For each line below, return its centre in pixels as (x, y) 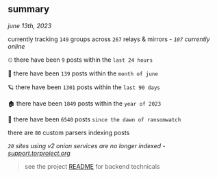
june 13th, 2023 (30, 25)
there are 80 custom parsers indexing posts (69, 132)
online (16, 46)
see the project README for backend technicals (92, 166)
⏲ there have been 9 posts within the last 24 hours (80, 60)
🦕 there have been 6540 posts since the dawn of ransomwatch (94, 119)
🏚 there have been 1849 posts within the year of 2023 (85, 103)
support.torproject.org (39, 153)
